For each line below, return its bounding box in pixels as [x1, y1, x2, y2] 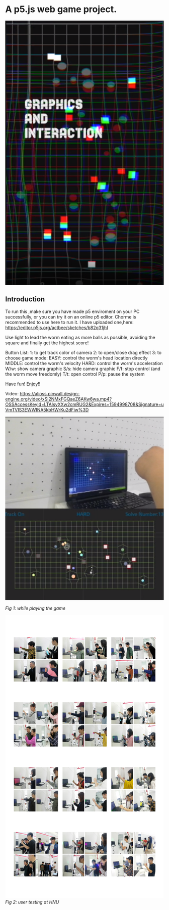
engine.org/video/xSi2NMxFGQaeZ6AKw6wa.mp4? [5, 396, 112, 402]
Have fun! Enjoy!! [5, 381, 41, 387]
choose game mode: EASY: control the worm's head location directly [5, 355, 148, 361]
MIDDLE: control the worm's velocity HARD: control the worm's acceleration [5, 360, 163, 366]
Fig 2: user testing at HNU [5, 899, 59, 905]
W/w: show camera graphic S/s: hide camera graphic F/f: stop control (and [5, 366, 160, 372]
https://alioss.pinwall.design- [20, 390, 80, 396]
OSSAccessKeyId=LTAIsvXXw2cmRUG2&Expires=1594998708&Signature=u [5, 401, 164, 407]
